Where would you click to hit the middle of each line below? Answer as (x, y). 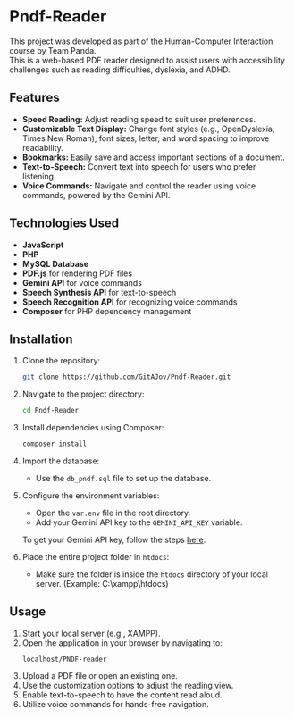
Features (34, 98)
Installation (41, 339)
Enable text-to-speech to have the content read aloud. (122, 695)
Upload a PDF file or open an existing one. (100, 675)
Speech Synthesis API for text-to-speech (99, 292)
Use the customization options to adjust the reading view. (128, 685)
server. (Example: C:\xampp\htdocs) (102, 584)
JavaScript (43, 245)
